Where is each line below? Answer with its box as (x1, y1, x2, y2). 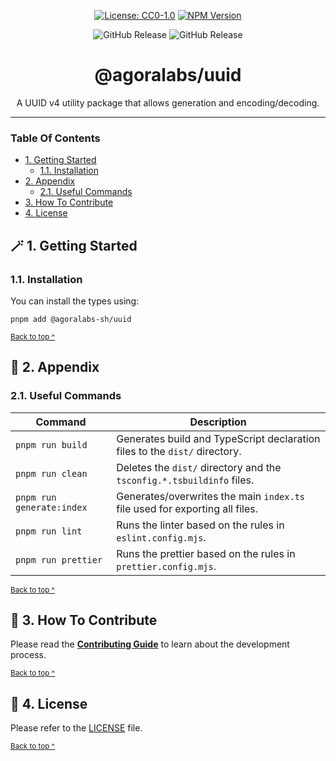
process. (10, 649, 47, 661)
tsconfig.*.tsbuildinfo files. (116, 473, 255, 487)
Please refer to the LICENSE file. (10, 722, 143, 734)
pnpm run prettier (15, 554, 103, 565)
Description (189, 415, 247, 429)
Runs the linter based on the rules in (116, 518, 285, 532)
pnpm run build (15, 439, 88, 450)
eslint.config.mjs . (116, 530, 207, 544)
